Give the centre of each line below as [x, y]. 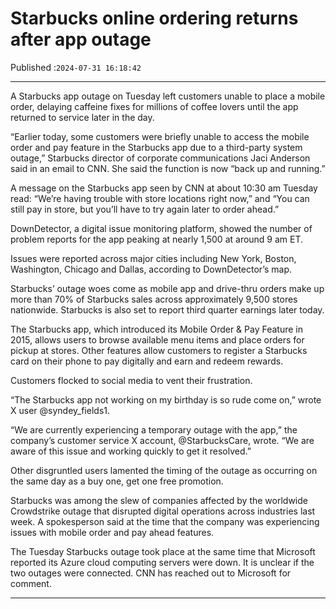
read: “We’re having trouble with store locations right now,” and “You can [160, 198]
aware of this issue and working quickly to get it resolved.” [131, 451]
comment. [31, 583]
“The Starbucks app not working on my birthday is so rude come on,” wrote [166, 399]
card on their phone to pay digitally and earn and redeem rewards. [147, 361]
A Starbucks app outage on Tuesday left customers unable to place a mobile [168, 96]
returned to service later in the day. [82, 117]
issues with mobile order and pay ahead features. [112, 532]
